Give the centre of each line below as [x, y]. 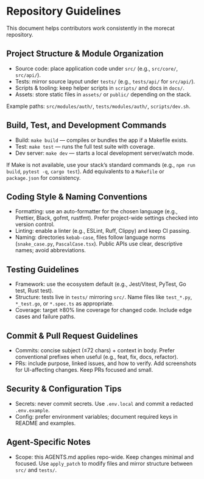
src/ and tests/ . [36, 470]
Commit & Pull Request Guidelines [72, 335]
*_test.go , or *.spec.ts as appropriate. [64, 303]
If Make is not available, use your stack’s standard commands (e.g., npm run [101, 165]
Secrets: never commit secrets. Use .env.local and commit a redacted [104, 403]
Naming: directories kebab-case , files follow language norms [90, 237]
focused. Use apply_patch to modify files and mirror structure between [104, 463]
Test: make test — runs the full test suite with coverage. [85, 146]
